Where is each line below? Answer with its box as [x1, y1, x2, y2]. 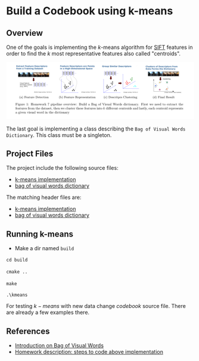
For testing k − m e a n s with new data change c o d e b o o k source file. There [6, 303, 186, 310]
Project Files [6, 148, 54, 158]
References [6, 326, 50, 336]
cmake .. [6, 269, 28, 275]
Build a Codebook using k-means [6, 4, 173, 18]
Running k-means [6, 229, 73, 239]
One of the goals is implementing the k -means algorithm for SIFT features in [6, 43, 193, 51]
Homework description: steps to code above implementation [14, 348, 164, 355]
